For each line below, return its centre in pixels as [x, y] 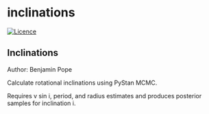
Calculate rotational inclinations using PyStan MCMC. [82, 83]
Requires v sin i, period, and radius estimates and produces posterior [104, 96]
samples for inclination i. [41, 103]
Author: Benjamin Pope [40, 69]
